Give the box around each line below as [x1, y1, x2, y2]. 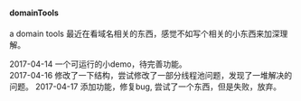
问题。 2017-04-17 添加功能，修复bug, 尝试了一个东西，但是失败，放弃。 [9, 81, 282, 92]
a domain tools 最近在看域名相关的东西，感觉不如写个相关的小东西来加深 [9, 28, 280, 40]
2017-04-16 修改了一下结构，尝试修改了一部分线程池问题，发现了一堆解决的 [9, 70, 293, 81]
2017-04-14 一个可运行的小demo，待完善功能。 [9, 59, 187, 69]
